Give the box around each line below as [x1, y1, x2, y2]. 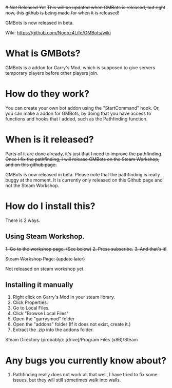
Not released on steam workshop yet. [5, 266, 85, 272]
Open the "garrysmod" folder [12, 316, 75, 322]
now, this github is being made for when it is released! [5, 10, 120, 16]
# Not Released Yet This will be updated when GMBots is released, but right [5, 5, 166, 10]
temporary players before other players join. [5, 70, 99, 76]
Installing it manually [5, 280, 73, 289]
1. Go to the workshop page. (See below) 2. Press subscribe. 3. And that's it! [5, 246, 167, 252]
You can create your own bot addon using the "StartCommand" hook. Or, [5, 105, 160, 111]
